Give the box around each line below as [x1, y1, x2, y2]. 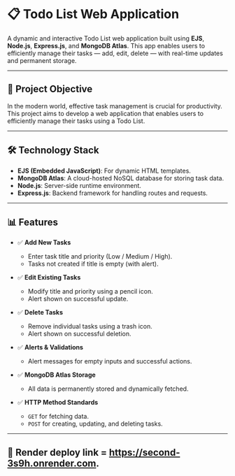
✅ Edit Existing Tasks [17, 273, 81, 282]
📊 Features [7, 216, 58, 228]
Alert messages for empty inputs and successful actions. [27, 357, 192, 366]
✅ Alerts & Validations [17, 343, 84, 352]
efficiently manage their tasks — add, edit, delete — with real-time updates [7, 49, 224, 57]
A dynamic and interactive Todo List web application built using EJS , [7, 34, 205, 43]
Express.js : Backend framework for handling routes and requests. [17, 189, 208, 197]
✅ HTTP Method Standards [17, 398, 99, 407]
